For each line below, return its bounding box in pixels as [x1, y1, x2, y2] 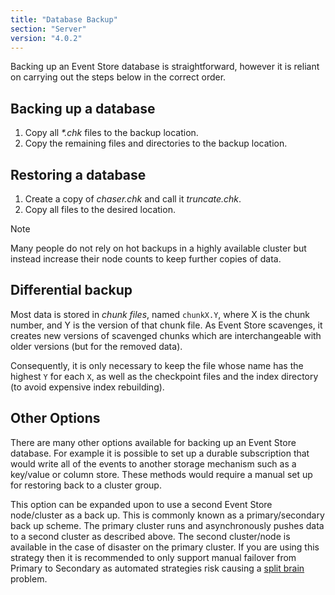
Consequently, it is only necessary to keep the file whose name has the [10, 359, 304, 371]
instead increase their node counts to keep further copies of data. [10, 253, 282, 265]
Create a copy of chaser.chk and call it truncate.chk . [24, 193, 242, 205]
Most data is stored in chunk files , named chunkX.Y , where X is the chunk [10, 308, 311, 320]
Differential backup [10, 282, 133, 299]
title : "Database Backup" [10, 14, 118, 25]
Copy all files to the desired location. [24, 204, 176, 215]
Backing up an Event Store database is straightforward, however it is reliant [10, 61, 320, 73]
